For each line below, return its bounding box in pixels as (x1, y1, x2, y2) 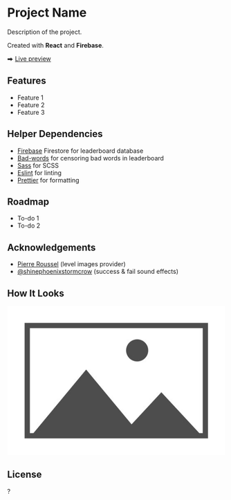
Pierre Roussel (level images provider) (17, 260, 126, 268)
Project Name (7, 5, 87, 21)
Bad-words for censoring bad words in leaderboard (17, 154, 165, 162)
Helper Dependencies (7, 128, 103, 140)
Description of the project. (7, 28, 82, 36)
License (7, 469, 42, 481)
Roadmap (7, 196, 50, 207)
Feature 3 (17, 108, 45, 116)
